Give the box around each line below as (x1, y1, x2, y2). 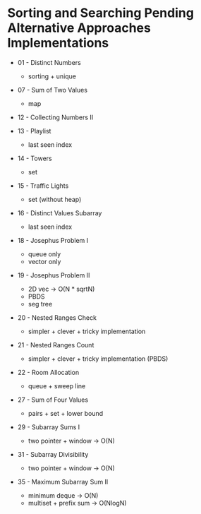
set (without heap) (28, 195, 82, 203)
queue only (28, 249, 61, 258)
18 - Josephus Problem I (17, 236, 89, 244)
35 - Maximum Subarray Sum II (17, 477, 109, 486)
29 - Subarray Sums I (17, 422, 80, 431)
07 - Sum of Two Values (17, 85, 88, 94)
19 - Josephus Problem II (17, 270, 90, 280)
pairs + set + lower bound (28, 409, 104, 417)
